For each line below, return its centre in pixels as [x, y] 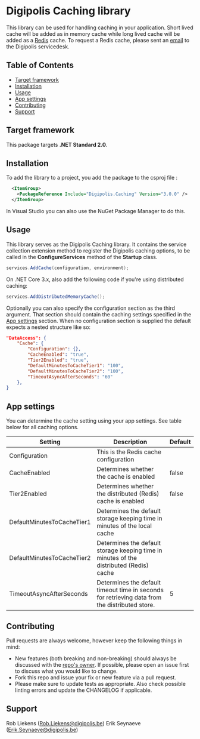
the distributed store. [126, 605]
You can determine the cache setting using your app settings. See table [94, 421]
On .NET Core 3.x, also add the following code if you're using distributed [95, 279]
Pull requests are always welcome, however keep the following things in [94, 641]
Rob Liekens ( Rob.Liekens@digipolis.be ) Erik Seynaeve [74, 723]
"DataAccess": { [26, 338]
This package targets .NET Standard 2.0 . [57, 144]
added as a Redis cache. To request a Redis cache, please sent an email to [98, 40]
